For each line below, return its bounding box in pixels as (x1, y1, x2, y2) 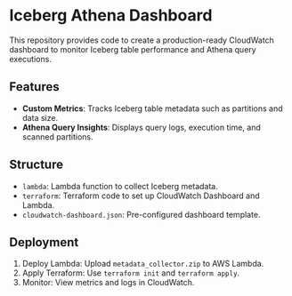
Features (9, 79, 60, 94)
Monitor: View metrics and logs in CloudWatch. (21, 277, 195, 288)
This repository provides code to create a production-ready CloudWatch (9, 35, 274, 45)
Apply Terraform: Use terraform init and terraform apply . (21, 268, 240, 278)
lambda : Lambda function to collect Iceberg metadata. (21, 180, 218, 191)
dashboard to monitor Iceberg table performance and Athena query (9, 44, 256, 54)
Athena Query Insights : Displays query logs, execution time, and (21, 122, 261, 132)
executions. (9, 53, 52, 64)
